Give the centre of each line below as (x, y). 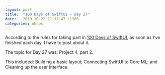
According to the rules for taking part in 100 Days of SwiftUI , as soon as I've (83, 37)
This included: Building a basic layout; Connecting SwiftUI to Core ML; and (82, 62)
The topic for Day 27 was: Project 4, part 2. (49, 52)
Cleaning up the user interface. (37, 67)
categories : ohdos (24, 23)
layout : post (19, 10)
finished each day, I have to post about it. (47, 43)
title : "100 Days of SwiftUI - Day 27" (48, 14)
